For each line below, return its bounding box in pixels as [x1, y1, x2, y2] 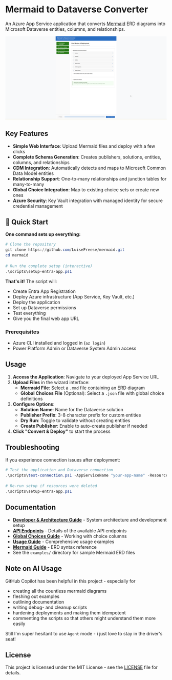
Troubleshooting [5, 443, 60, 452]
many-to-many [12, 181, 45, 187]
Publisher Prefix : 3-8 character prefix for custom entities [20, 412, 141, 418]
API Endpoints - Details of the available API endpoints [12, 527, 127, 534]
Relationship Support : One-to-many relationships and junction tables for [12, 175, 167, 182]
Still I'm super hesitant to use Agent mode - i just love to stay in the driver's [5, 630, 163, 636]
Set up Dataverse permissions [12, 304, 77, 311]
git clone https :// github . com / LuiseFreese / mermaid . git [5, 247, 125, 252]
